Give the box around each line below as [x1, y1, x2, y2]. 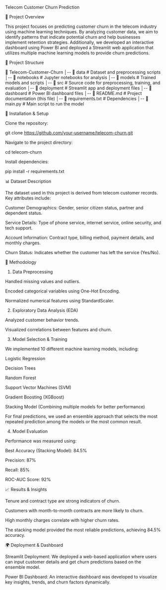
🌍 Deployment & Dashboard [5, 542, 63, 548]
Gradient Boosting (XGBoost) [5, 394, 64, 400]
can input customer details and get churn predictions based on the [5, 559, 141, 565]
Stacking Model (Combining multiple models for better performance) [5, 404, 145, 409]
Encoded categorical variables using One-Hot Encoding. [5, 288, 120, 294]
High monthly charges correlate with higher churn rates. [5, 517, 120, 523]
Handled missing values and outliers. [5, 279, 81, 284]
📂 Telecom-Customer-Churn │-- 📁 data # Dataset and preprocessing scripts [5, 69, 161, 75]
